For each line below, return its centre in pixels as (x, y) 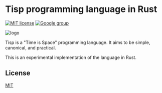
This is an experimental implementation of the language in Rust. (71, 57)
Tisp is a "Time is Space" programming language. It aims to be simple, (78, 42)
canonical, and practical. (31, 47)
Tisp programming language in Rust (81, 9)
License (18, 73)
